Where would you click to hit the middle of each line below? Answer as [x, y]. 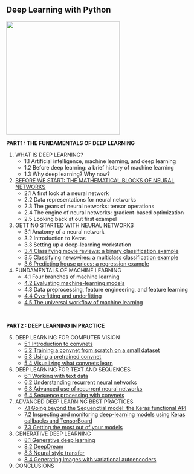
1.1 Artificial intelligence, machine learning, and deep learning [100, 161]
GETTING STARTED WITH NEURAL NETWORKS [74, 225]
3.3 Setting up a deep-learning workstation [77, 245]
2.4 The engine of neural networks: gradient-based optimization [104, 212]
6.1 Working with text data [56, 376]
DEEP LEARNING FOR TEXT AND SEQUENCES [73, 369]
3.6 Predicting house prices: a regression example [86, 264]
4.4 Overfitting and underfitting [63, 296]
